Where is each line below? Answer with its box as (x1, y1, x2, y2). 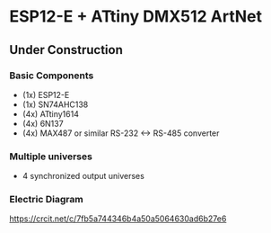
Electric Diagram (9, 193, 83, 206)
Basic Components (9, 69, 94, 82)
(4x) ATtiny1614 (22, 108, 79, 119)
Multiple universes (9, 150, 92, 163)
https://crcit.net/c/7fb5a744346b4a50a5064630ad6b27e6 (9, 213, 227, 224)
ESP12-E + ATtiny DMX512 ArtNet (9, 6, 263, 27)
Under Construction (9, 42, 123, 58)
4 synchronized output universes (22, 171, 145, 182)
